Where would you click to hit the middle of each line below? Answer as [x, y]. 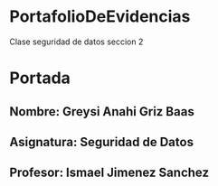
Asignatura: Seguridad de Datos [102, 142]
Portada [40, 78]
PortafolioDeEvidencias [100, 17]
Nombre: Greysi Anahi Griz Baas [102, 112]
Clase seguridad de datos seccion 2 [76, 42]
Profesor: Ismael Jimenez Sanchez [109, 173]
